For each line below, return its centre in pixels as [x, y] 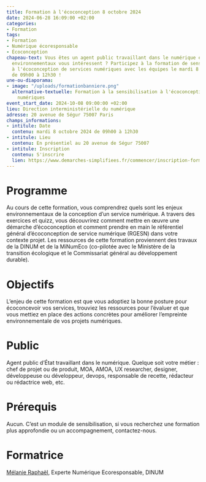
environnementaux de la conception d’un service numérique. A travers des [101, 214]
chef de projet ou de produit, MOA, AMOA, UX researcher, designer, [92, 369]
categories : [21, 23]
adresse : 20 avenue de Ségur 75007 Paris [60, 115]
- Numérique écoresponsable [42, 47]
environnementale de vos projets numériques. [64, 321]
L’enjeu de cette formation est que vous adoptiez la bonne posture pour [97, 302]
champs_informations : [34, 120]
